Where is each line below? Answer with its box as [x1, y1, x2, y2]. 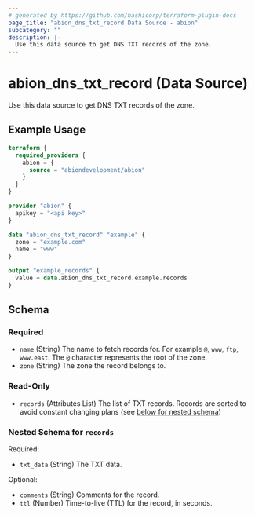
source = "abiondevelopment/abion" [28, 166, 146, 173]
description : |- [8, 33, 61, 42]
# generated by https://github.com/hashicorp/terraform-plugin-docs [8, 11, 237, 20]
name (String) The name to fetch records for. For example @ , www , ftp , [19, 345, 239, 354]
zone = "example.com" [15, 238, 86, 246]
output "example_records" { [8, 267, 100, 275]
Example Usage [8, 123, 86, 137]
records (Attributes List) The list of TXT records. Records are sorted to [19, 398, 247, 408]
